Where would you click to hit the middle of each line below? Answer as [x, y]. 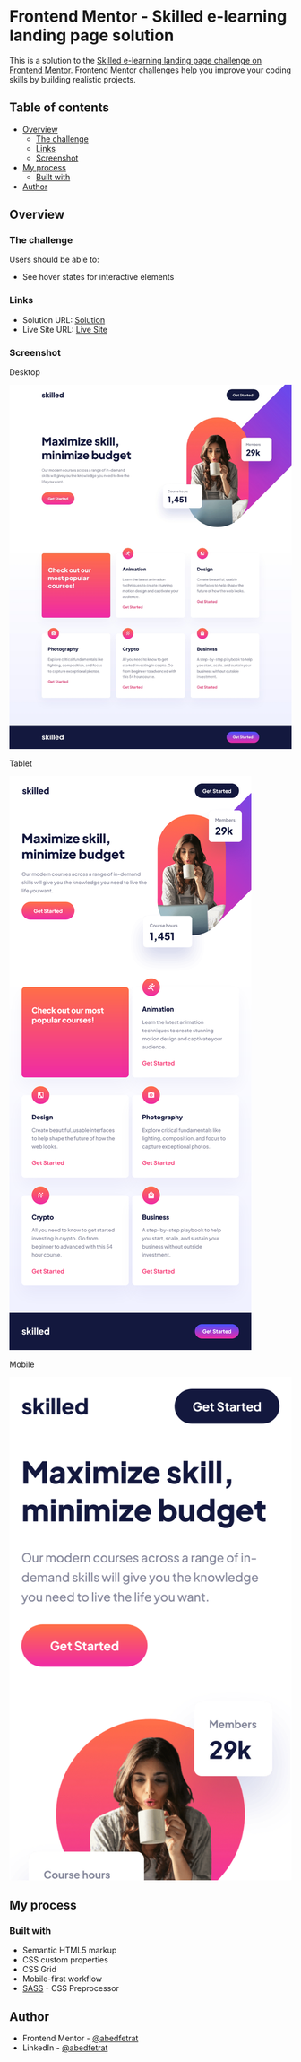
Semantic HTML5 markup [69, 1950]
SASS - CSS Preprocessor [70, 1988]
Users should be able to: [55, 260]
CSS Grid [39, 1970]
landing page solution [92, 35]
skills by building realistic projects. [73, 79]
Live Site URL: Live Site [65, 329]
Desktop [25, 372]
